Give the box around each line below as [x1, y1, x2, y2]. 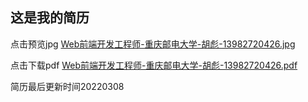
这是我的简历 [10, 9, 90, 27]
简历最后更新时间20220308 [10, 80, 125, 92]
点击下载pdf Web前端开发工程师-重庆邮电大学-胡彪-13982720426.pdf [10, 59, 298, 71]
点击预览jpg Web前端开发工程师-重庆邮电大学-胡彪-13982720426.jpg [10, 38, 296, 50]
